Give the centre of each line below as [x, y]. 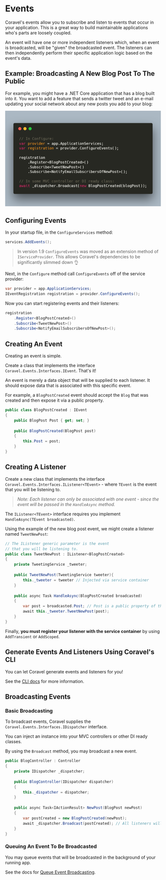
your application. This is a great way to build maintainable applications [77, 27]
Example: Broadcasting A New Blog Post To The [80, 74]
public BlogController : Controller [43, 761]
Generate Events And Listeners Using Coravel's [80, 652]
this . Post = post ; [42, 441]
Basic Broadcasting [29, 711]
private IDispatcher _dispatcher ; [49, 771]
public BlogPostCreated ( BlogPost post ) [55, 431]
